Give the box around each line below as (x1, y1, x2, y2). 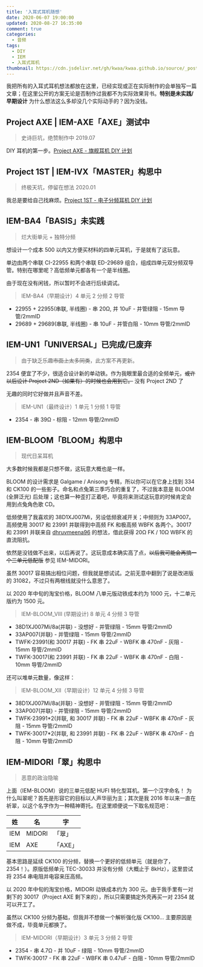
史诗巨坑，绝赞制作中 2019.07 (21, 134, 95, 142)
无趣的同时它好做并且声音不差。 (6, 390, 86, 397)
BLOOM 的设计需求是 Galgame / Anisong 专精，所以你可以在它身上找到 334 (6, 478, 195, 485)
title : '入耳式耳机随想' (6, 8, 62, 15)
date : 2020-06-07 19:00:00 (6, 15, 74, 21)
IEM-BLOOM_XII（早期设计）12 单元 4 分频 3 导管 (21, 687, 144, 694)
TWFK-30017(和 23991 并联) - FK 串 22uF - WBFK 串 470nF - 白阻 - (14, 654, 184, 661)
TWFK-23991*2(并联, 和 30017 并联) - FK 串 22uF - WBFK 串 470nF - (14, 715, 188, 722)
